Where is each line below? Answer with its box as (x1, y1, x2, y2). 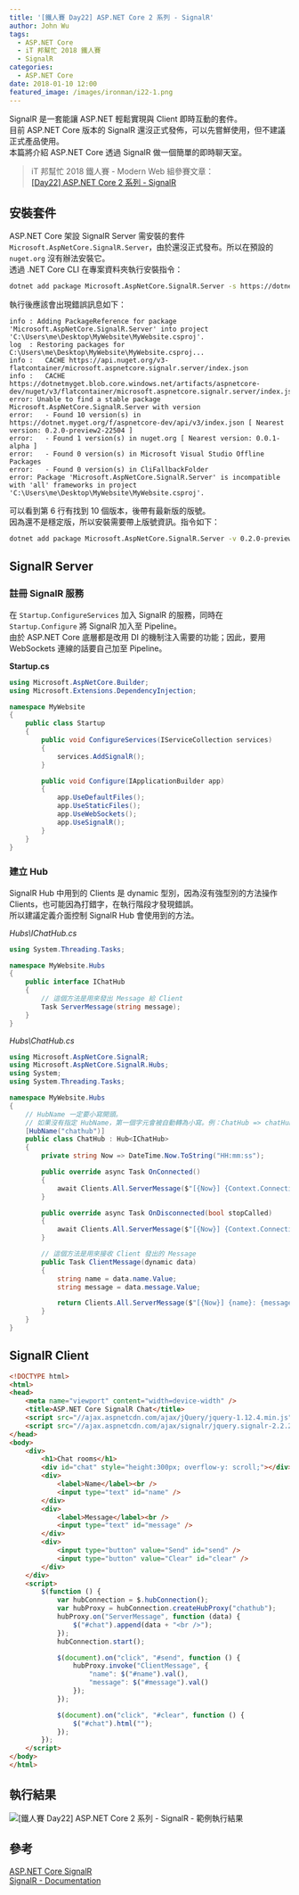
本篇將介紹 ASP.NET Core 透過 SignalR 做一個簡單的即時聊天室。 (9, 146, 247, 157)
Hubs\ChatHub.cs (9, 1035, 75, 1046)
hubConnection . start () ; (56, 1637, 145, 1646)
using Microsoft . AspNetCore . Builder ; (9, 678, 149, 687)
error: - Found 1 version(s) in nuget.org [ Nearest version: (9, 434, 253, 443)
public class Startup (25, 719, 105, 728)
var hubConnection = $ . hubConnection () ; (56, 1595, 209, 1605)
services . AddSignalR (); (56, 752, 145, 761)
